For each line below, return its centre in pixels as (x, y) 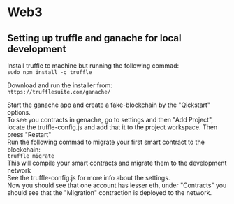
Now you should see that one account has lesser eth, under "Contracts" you (117, 185)
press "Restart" (29, 134)
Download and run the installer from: (60, 85)
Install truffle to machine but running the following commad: (93, 66)
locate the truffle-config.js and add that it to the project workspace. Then (112, 127)
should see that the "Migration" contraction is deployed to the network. (109, 192)
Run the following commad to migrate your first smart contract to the (106, 142)
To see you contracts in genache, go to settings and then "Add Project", (110, 120)
